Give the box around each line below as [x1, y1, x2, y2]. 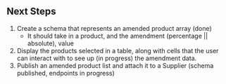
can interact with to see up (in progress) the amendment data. [16, 54, 197, 62]
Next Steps [6, 6, 56, 17]
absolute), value [27, 38, 75, 48]
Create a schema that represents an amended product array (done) [16, 24, 212, 32]
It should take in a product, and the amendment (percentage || [27, 31, 208, 40]
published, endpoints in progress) [16, 69, 115, 77]
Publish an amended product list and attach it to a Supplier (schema [16, 61, 214, 69]
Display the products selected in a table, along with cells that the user [16, 46, 219, 55]
